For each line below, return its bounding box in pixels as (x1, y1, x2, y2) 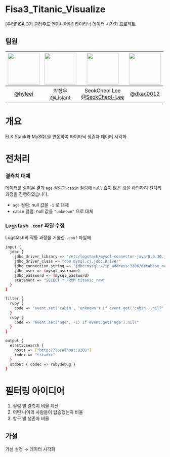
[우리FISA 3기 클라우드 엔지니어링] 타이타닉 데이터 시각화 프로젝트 (5, 21, 136, 27)
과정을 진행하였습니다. (5, 191, 49, 197)
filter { (5, 296, 24, 302)
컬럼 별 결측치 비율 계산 (12, 403, 59, 409)
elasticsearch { (10, 343, 44, 348)
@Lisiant (50, 94, 71, 101)
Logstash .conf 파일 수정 (5, 222, 65, 229)
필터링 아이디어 (5, 385, 65, 397)
